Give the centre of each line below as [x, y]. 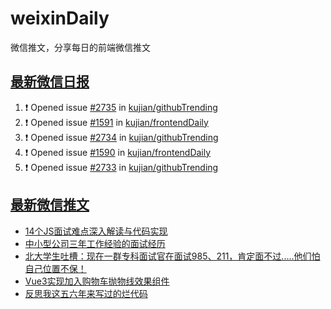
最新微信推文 [50, 205]
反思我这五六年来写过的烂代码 [86, 293]
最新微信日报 [50, 82]
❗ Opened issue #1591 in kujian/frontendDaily [116, 122]
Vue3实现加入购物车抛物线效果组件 [97, 281]
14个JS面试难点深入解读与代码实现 [96, 231]
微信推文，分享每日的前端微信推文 [80, 47]
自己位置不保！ [55, 268]
